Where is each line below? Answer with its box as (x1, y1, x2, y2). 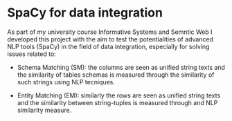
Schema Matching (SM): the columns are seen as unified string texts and (17, 63, 225, 71)
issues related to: (7, 50, 57, 58)
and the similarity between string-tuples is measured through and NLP (17, 98, 218, 106)
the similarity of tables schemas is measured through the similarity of (17, 71, 215, 79)
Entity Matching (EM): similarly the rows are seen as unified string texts (17, 91, 221, 100)
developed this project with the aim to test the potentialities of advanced (7, 35, 213, 43)
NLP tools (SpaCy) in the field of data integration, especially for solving (7, 42, 210, 50)
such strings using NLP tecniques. (17, 77, 116, 86)
